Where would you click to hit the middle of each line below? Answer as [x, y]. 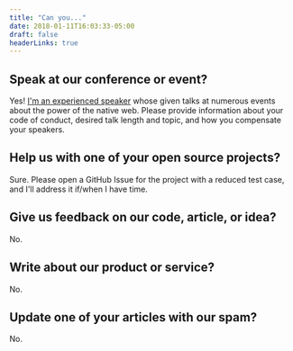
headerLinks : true [44, 43]
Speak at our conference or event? [109, 79]
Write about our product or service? [112, 268]
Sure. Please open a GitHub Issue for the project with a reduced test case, [147, 179]
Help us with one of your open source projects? [145, 158]
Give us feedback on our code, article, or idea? [143, 217]
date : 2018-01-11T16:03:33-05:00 [72, 26]
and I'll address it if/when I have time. [79, 189]
